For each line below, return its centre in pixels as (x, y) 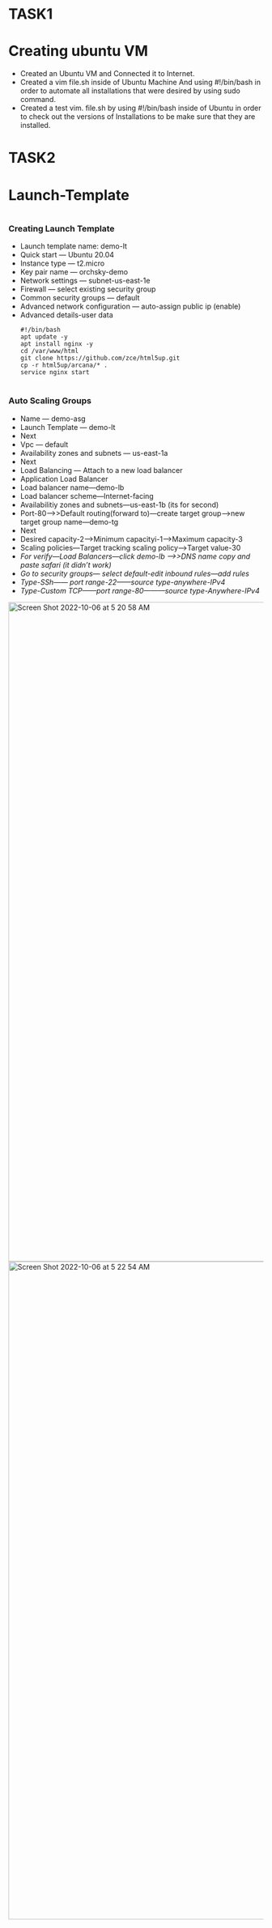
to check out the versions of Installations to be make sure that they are (138, 117)
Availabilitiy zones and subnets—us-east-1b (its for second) (119, 504)
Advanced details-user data (66, 315)
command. (38, 100)
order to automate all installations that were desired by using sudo (130, 91)
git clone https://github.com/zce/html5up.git (100, 358)
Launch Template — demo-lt (68, 427)
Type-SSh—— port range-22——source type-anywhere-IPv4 (123, 582)
